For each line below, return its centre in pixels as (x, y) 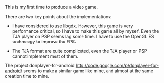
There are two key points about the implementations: (58, 16)
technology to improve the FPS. (44, 41)
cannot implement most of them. (45, 56)
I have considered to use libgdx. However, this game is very (72, 26)
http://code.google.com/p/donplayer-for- (117, 66)
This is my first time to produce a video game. (52, 7)
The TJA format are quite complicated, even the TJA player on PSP (80, 51)
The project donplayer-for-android (40, 66)
